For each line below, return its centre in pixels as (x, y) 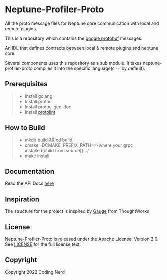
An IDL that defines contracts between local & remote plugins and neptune (82, 48)
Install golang (39, 96)
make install (37, 156)
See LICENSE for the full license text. (43, 244)
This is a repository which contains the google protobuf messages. (74, 38)
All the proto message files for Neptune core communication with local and (82, 23)
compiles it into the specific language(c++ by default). (90, 68)
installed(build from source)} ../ (57, 150)
